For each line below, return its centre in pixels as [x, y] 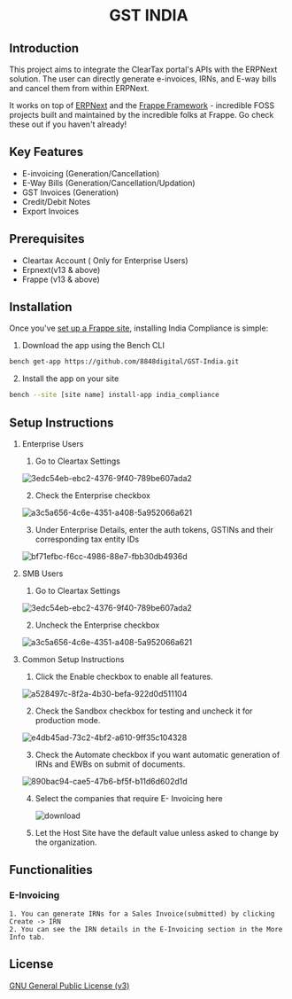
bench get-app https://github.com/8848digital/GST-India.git [124, 362]
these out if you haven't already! [68, 124]
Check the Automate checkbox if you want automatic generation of [158, 755]
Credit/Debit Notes [56, 201]
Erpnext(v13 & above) [61, 269]
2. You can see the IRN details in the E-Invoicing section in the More [146, 929]
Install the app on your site [70, 379]
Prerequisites [47, 239]
